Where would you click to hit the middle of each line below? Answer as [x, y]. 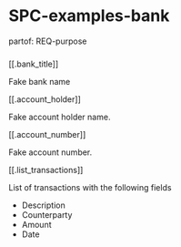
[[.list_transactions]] [46, 170]
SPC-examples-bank [89, 16]
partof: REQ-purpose [48, 41]
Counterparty [47, 214]
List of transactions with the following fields [90, 187]
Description [43, 205]
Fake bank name [40, 81]
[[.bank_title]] [34, 64]
